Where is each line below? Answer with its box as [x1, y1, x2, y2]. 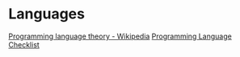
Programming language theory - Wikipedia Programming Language [8, 31, 232, 41]
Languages [8, 5, 85, 23]
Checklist [8, 39, 40, 49]
